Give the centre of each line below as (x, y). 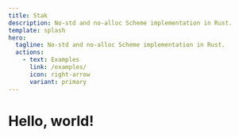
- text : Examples (51, 60)
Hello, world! (51, 121)
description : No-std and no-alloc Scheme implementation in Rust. (120, 23)
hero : (17, 38)
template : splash (37, 30)
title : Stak (28, 15)
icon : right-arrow (60, 74)
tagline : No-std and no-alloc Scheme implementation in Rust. (120, 45)
